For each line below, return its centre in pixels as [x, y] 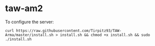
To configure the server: [29, 22]
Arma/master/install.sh [29, 35]
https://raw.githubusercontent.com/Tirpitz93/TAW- [69, 31]
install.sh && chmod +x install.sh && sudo [105, 35]
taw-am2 [24, 8]
